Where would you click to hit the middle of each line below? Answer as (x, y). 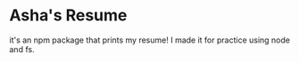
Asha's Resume (68, 15)
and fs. (22, 49)
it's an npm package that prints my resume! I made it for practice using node (149, 40)
